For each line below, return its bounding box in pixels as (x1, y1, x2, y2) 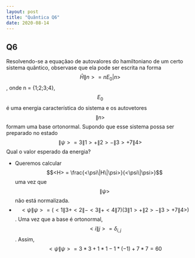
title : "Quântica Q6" (6, 14, 60, 20)
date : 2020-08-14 (6, 20, 49, 26)
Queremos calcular (14, 159, 62, 167)
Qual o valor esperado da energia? (6, 148, 91, 155)
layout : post (6, 8, 39, 15)
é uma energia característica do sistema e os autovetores (6, 104, 147, 111)
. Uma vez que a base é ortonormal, (14, 216, 103, 223)
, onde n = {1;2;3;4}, (6, 84, 55, 91)
